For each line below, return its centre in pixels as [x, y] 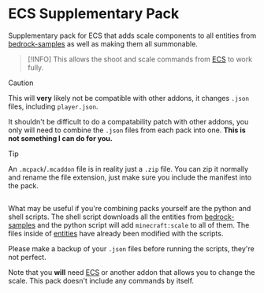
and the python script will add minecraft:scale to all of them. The [143, 225]
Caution [21, 83]
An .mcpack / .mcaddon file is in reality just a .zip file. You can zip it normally [128, 169]
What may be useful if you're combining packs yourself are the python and [130, 209]
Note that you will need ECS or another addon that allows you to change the [132, 273]
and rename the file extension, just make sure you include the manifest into [130, 177]
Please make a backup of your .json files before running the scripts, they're [131, 249]
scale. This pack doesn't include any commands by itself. [101, 281]
